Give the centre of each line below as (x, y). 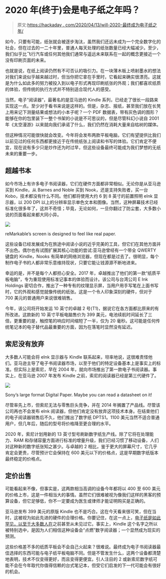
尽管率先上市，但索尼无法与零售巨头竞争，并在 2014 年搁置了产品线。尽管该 (83, 405)
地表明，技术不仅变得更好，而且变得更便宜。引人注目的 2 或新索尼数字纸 (79, 559)
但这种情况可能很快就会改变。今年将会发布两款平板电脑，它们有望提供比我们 (83, 135)
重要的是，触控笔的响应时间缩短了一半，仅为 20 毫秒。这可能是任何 (87, 320)
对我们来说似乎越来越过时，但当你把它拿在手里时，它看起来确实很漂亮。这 (81, 77)
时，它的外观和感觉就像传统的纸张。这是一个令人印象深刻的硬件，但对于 (79, 291)
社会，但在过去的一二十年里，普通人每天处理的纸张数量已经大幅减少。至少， (83, 48)
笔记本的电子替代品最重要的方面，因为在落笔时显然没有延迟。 (72, 327)
